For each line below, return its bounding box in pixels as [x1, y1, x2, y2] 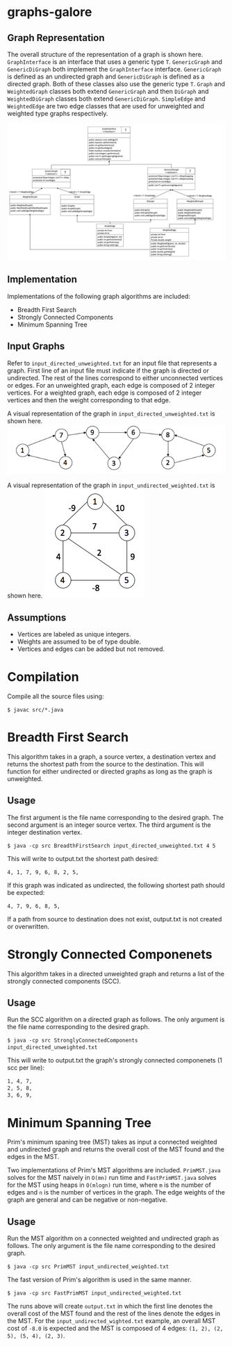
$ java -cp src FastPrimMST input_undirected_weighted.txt [7, 1290, 182, 1297]
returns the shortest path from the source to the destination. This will [7, 760, 204, 768]
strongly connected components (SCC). [7, 977, 122, 985]
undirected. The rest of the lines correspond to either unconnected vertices [7, 373, 224, 382]
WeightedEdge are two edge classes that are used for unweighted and [7, 102, 205, 110]
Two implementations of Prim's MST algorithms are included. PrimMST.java [7, 1166, 221, 1174]
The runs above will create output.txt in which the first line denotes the [7, 1302, 213, 1311]
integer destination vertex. [7, 828, 83, 836]
